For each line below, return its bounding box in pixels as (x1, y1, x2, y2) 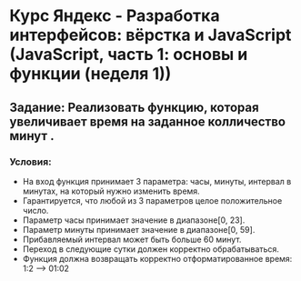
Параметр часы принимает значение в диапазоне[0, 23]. (22, 215, 246, 226)
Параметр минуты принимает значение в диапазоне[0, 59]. (22, 224, 256, 235)
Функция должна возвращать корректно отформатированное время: (22, 253, 293, 264)
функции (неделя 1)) (9, 64, 172, 85)
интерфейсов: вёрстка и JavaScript (9, 25, 292, 45)
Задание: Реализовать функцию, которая (9, 99, 259, 115)
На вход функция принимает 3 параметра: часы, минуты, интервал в (22, 176, 292, 186)
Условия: (9, 156, 52, 168)
